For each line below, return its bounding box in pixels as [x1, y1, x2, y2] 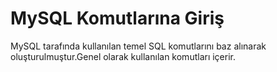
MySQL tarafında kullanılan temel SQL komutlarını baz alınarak [10, 40, 267, 52]
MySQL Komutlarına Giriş [10, 7, 225, 30]
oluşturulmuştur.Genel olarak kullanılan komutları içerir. [10, 50, 237, 62]
